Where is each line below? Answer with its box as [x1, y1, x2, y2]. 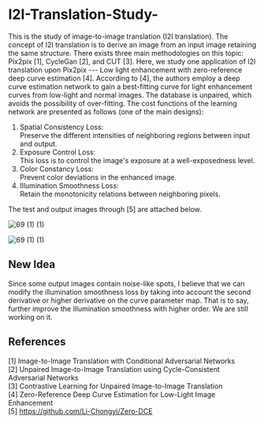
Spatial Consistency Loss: [19, 122, 104, 132]
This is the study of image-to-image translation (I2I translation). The [8, 32, 229, 41]
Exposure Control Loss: [19, 147, 96, 157]
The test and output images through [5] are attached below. [8, 204, 203, 214]
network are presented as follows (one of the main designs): [8, 106, 204, 116]
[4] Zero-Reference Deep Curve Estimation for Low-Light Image [8, 389, 216, 399]
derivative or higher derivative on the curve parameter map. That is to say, [8, 296, 250, 305]
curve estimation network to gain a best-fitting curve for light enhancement [8, 81, 253, 91]
